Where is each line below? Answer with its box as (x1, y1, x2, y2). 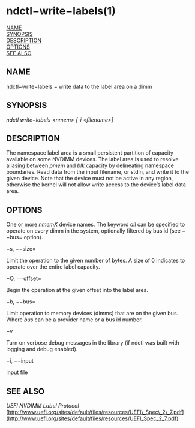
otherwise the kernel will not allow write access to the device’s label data (6, 181, 186, 188)
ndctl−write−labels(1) (6, 4, 116, 18)
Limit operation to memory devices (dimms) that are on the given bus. (6, 310, 179, 317)
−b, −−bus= (6, 298, 36, 305)
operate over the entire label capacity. (6, 263, 100, 270)
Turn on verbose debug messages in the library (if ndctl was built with (6, 339, 179, 346)
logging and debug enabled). (6, 346, 78, 353)
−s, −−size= (6, 245, 36, 252)
